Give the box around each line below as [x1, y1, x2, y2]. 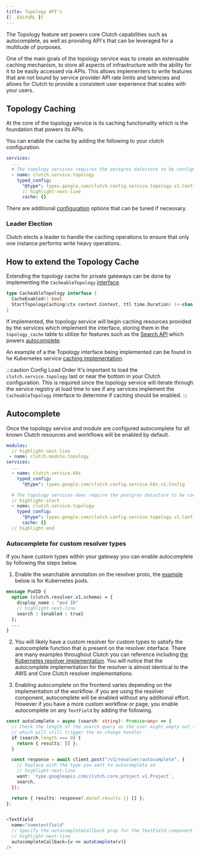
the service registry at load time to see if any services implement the [6, 385, 174, 392]
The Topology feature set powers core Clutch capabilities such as [6, 30, 168, 38]
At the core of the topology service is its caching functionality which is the [6, 120, 189, 127]
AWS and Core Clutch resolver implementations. [14, 670, 133, 677]
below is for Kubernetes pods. [14, 577, 89, 584]
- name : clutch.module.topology [8, 453, 89, 459]
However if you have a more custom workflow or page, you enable [14, 701, 179, 708]
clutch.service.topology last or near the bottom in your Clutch [6, 372, 161, 380]
